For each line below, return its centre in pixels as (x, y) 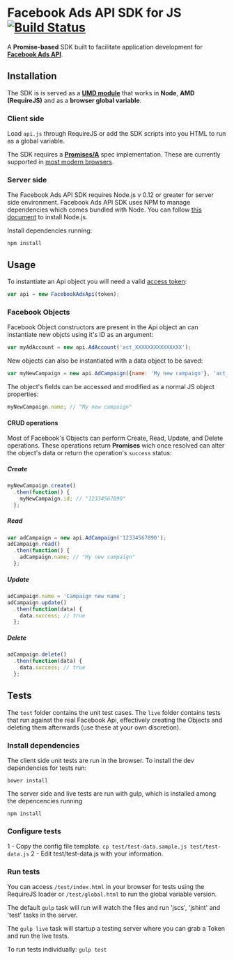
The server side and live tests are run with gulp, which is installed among (112, 793)
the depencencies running (45, 801)
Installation (32, 76)
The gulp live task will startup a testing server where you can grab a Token (116, 929)
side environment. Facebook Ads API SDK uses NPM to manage (99, 203)
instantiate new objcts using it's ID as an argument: (80, 335)
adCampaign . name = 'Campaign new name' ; (67, 596)
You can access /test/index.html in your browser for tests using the (106, 887)
